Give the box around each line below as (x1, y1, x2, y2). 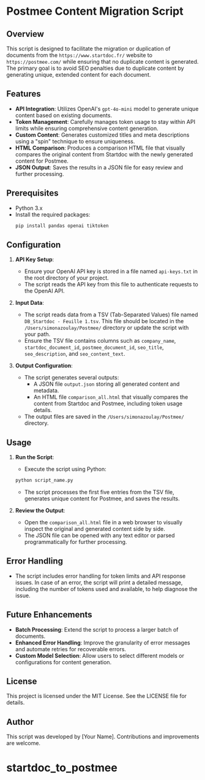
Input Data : (15, 299, 45, 307)
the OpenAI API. (24, 287, 65, 295)
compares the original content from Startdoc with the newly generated (15, 150, 193, 158)
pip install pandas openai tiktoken (15, 223, 109, 229)
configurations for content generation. (15, 658, 112, 666)
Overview (6, 29, 45, 39)
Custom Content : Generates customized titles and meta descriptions (15, 131, 190, 139)
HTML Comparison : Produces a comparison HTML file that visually (15, 144, 185, 151)
